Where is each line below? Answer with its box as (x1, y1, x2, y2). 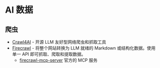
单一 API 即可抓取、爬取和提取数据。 (12, 51, 86, 57)
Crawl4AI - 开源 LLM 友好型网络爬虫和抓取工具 (12, 39, 106, 45)
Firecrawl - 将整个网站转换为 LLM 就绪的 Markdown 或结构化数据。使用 (12, 45, 156, 51)
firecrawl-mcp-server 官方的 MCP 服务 (19, 57, 98, 63)
